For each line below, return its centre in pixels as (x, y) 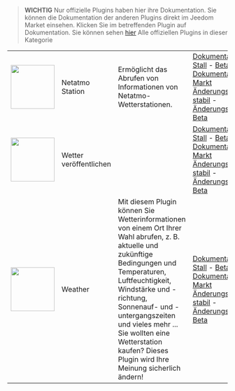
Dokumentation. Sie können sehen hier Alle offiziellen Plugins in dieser (126, 32)
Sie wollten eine (144, 333)
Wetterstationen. (145, 104)
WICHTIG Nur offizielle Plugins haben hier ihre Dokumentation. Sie (120, 10)
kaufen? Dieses (143, 351)
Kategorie (38, 40)
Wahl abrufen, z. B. (149, 236)
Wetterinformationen (152, 219)
